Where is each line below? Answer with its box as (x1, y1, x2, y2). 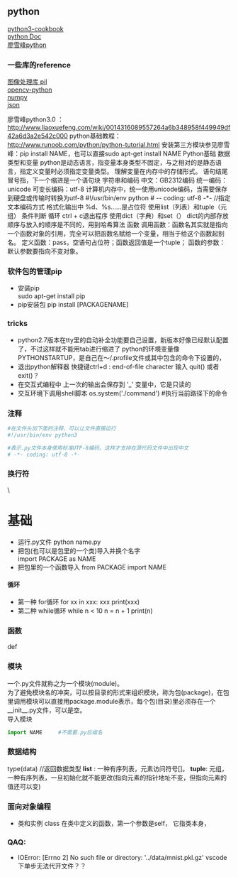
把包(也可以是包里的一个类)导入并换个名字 (17, 546, 141, 555)
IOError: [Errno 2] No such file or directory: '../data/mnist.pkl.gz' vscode (17, 854, 227, 862)
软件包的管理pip (7, 266, 62, 276)
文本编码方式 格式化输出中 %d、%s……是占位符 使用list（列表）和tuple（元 (7, 202, 227, 212)
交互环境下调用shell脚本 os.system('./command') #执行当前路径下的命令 (17, 388, 228, 397)
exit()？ (17, 371, 40, 379)
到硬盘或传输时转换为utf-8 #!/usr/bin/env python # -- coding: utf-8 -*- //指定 (7, 194, 231, 202)
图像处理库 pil (7, 77, 47, 86)
